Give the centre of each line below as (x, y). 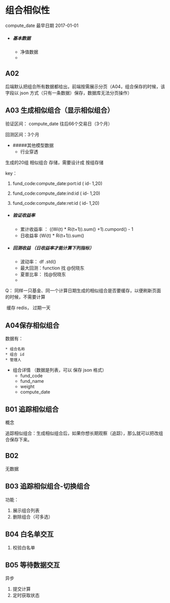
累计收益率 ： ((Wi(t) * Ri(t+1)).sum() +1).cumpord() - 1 (77, 229)
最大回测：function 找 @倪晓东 (52, 268)
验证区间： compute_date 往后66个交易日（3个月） (59, 124)
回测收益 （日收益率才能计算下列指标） (53, 248)
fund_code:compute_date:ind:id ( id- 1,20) (56, 193)
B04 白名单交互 (30, 534)
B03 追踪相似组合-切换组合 (48, 486)
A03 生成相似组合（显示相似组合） (60, 111)
